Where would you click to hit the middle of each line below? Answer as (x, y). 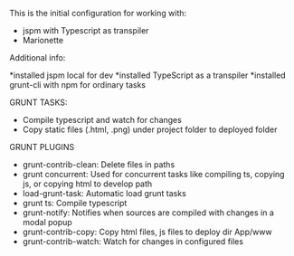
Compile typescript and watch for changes (102, 120)
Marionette (43, 40)
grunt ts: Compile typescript (75, 203)
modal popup (47, 222)
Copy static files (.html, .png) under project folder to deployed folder (150, 129)
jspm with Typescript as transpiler (85, 30)
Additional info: (38, 57)
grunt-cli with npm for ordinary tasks (78, 85)
